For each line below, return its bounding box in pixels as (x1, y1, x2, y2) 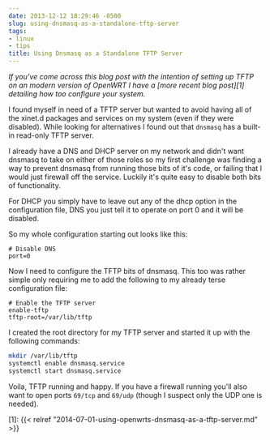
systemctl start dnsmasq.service (8, 366, 122, 375)
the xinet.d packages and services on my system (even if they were (8, 113, 234, 122)
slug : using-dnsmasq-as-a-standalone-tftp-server (8, 19, 180, 28)
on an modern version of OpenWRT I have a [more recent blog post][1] (8, 80, 245, 90)
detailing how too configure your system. (8, 89, 146, 98)
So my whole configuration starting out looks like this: (8, 229, 188, 239)
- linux (8, 34, 35, 43)
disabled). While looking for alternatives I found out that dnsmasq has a (8, 122, 242, 131)
